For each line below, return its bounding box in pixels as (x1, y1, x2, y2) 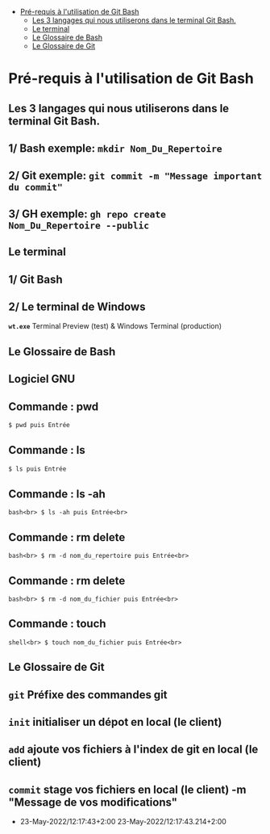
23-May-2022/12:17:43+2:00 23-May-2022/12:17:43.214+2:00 (19, 817, 227, 827)
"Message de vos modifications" (8, 795, 178, 809)
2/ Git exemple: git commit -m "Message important (8, 169, 263, 182)
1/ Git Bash (8, 272, 63, 286)
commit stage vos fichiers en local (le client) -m (8, 782, 247, 796)
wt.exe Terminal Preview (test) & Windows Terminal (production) (8, 321, 222, 331)
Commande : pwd (8, 400, 99, 413)
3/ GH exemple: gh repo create (8, 207, 167, 220)
